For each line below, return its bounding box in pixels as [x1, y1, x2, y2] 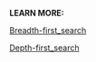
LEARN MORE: [9, 8, 65, 18]
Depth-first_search [9, 42, 80, 53]
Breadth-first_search [9, 25, 87, 35]
